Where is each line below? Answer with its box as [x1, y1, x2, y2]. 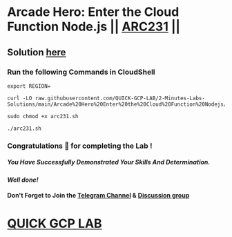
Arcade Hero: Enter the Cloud [7, 4, 180, 20]
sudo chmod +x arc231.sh [7, 113, 79, 120]
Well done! [7, 176, 39, 184]
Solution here [7, 46, 66, 58]
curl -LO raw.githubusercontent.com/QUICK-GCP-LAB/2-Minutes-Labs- [7, 95, 206, 102]
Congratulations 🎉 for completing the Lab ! [7, 141, 153, 151]
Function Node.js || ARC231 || [7, 19, 181, 35]
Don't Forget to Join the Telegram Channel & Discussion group [7, 191, 190, 200]
